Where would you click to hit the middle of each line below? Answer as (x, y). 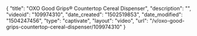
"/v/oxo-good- (167, 21)
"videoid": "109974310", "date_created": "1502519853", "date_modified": (95, 15)
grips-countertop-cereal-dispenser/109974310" (64, 27)
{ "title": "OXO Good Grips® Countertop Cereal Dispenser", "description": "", (98, 8)
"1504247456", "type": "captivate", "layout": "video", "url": (77, 21)
